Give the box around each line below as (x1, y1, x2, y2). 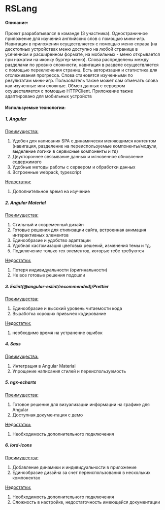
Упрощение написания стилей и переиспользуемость (12, 368, 127, 374)
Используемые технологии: (5, 104, 66, 110)
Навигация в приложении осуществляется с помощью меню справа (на (5, 41, 158, 47)
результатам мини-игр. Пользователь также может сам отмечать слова (5, 77, 158, 84)
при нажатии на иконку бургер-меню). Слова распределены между (5, 57, 149, 63)
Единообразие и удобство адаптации (12, 237, 91, 243)
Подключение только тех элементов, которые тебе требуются (12, 247, 144, 254)
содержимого (12, 159, 42, 165)
